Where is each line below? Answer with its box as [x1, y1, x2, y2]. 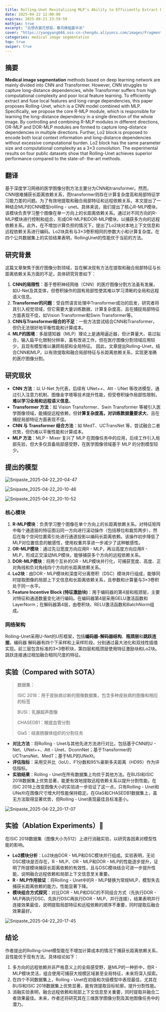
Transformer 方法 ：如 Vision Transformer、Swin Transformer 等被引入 [12, 404, 157, 410]
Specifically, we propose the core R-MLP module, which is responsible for [5, 108, 156, 114]
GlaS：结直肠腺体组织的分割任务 [17, 730, 83, 736]
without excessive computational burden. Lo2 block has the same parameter [5, 140, 161, 146]
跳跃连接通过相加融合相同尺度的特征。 [5, 652, 83, 658]
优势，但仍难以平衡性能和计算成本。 [12, 429, 86, 435]
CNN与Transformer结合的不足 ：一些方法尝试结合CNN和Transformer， [12, 318, 157, 324]
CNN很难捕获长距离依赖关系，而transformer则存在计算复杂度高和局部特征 [5, 191, 156, 198]
